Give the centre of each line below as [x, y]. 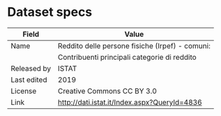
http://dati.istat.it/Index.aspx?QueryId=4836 [130, 102]
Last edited [29, 79]
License [24, 91]
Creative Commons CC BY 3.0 [107, 91]
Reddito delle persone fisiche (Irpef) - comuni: [134, 46]
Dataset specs [50, 12]
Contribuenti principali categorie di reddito [127, 57]
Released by [31, 68]
